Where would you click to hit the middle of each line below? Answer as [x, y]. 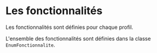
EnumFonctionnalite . [30, 45]
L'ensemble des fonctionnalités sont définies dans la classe [78, 38]
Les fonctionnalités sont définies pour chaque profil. [69, 27]
